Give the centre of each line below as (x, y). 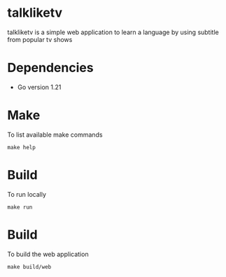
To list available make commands (55, 135)
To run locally (27, 194)
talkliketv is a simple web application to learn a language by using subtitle (113, 32)
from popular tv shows (40, 39)
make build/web (29, 267)
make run (20, 207)
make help (22, 147)
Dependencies (50, 68)
